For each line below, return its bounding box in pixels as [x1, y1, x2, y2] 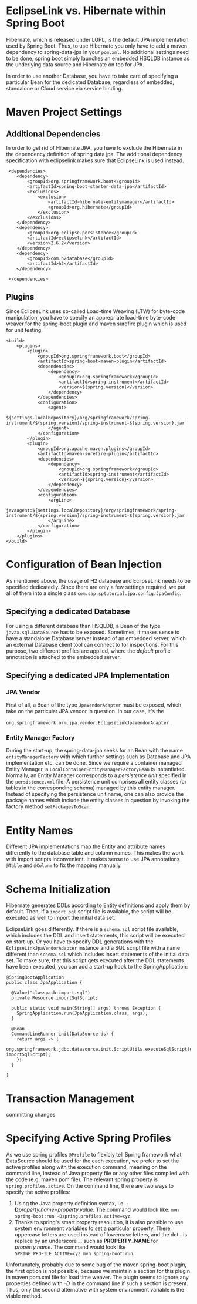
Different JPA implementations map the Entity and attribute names [6, 843, 166, 850]
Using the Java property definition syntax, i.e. [14, 1200, 125, 1207]
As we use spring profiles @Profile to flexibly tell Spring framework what [6, 1151, 182, 1158]
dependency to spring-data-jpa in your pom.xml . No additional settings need [6, 48, 189, 55]
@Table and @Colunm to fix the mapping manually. [6, 862, 122, 869]
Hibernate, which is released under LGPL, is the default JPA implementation [6, 36, 189, 43]
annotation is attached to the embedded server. [6, 653, 121, 660]
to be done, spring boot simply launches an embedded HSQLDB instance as [6, 55, 190, 62]
